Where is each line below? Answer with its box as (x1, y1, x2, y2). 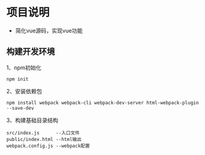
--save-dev (6, 105, 34, 111)
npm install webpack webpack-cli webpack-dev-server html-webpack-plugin (6, 99, 199, 106)
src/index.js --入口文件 (6, 129, 80, 136)
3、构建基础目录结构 (6, 117, 58, 124)
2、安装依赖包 (6, 87, 42, 95)
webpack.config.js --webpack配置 (6, 143, 90, 149)
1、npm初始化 (6, 63, 42, 71)
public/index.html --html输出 (6, 136, 82, 142)
